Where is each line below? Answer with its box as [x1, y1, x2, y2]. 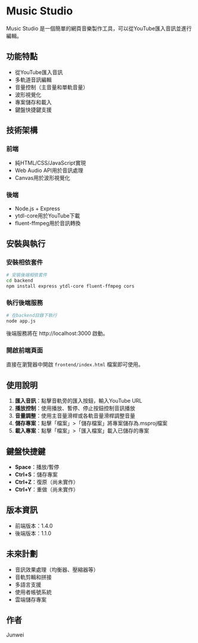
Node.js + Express [14, 205, 61, 212]
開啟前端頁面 [6, 346, 44, 355]
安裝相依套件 [6, 258, 44, 267]
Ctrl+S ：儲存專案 [14, 471, 58, 478]
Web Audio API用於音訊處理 [14, 167, 83, 174]
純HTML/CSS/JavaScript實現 [14, 159, 86, 167]
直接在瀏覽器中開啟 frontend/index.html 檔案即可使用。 [6, 361, 144, 368]
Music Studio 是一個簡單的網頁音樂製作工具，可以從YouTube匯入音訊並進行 [6, 25, 192, 32]
